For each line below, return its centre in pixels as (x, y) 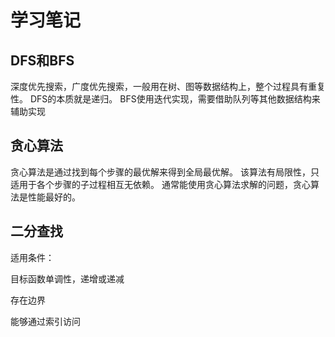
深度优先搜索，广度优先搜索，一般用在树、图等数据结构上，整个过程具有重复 (168, 86)
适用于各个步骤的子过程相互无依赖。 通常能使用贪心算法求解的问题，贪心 (160, 184)
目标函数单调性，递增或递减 (67, 278)
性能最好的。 (54, 197)
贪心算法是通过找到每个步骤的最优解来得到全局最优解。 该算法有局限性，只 (165, 172)
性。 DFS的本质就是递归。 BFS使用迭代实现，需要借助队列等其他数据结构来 (165, 99)
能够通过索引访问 (45, 321)
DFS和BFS (42, 60)
